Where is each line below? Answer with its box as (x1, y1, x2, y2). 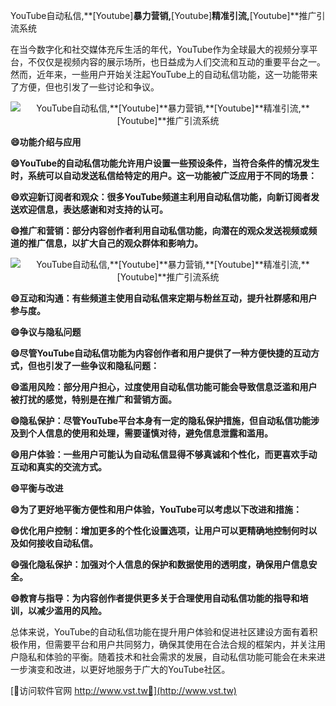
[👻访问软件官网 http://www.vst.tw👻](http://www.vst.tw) (10, 685, 237, 696)
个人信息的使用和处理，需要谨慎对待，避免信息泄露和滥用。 (27, 427, 273, 439)
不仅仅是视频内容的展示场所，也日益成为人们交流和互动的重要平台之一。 (27, 56, 326, 68)
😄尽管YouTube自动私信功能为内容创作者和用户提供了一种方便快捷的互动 (10, 347, 312, 359)
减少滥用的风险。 (36, 605, 107, 616)
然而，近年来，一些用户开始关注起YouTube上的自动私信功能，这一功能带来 (10, 69, 318, 80)
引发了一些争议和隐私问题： (44, 360, 160, 371)
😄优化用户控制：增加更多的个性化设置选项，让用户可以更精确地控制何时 (10, 525, 309, 536)
